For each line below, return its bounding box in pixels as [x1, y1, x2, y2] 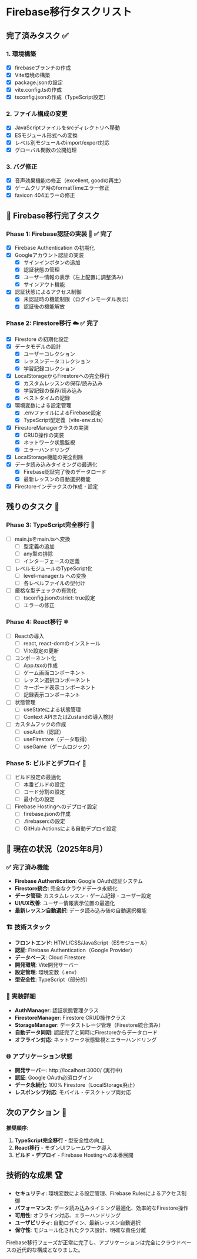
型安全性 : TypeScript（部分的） [14, 976, 91, 983]
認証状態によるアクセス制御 [14, 289, 82, 296]
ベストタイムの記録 [23, 394, 71, 401]
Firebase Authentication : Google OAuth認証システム [14, 878, 143, 885]
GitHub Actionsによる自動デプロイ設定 [23, 825, 117, 832]
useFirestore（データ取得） [23, 735, 90, 742]
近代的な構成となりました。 [16, 1246, 84, 1253]
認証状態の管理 [23, 266, 60, 273]
